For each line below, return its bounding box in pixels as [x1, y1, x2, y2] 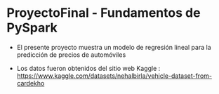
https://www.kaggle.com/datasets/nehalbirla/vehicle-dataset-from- [16, 72, 212, 80]
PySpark [6, 20, 58, 36]
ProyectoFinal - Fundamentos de [6, 5, 201, 21]
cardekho [16, 79, 45, 87]
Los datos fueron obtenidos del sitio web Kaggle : [16, 64, 161, 72]
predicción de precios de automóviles [16, 51, 126, 59]
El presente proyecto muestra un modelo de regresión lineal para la [16, 43, 211, 51]
